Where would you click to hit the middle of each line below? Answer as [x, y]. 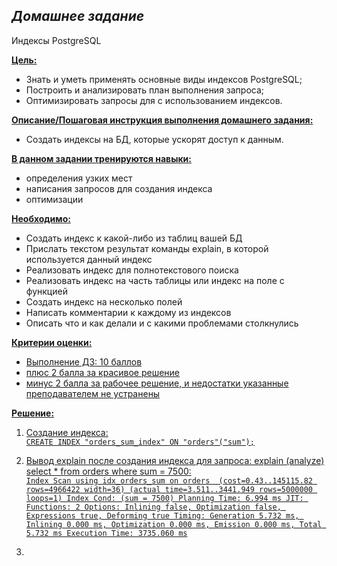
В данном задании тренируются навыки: [101, 158]
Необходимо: [41, 218]
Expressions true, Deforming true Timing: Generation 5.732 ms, [162, 515]
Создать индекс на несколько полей [104, 301]
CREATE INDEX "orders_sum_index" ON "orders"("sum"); [140, 442]
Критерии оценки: [52, 342]
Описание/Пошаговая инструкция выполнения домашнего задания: [162, 120]
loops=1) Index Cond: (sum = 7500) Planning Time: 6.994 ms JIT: [164, 498]
